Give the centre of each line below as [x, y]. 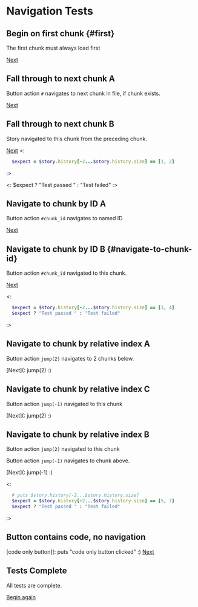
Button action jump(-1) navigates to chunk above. [68, 461]
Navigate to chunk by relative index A [78, 344]
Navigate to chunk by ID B [56, 249]
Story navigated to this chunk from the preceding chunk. [77, 139]
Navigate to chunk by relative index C [78, 389]
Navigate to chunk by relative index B [78, 434]
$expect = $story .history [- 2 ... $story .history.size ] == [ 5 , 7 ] [93, 501]
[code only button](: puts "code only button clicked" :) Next [80, 551]
